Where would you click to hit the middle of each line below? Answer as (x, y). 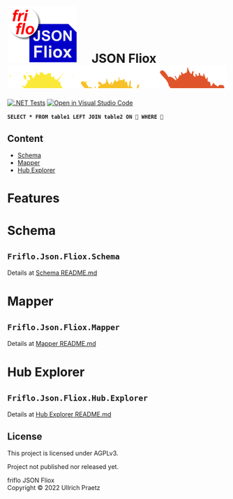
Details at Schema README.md (52, 273)
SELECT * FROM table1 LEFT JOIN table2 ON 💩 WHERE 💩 (85, 117)
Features (33, 198)
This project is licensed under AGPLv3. (63, 454)
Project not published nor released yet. (63, 467)
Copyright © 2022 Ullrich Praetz (54, 488)
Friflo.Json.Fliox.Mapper (63, 327)
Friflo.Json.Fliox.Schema (63, 256)
